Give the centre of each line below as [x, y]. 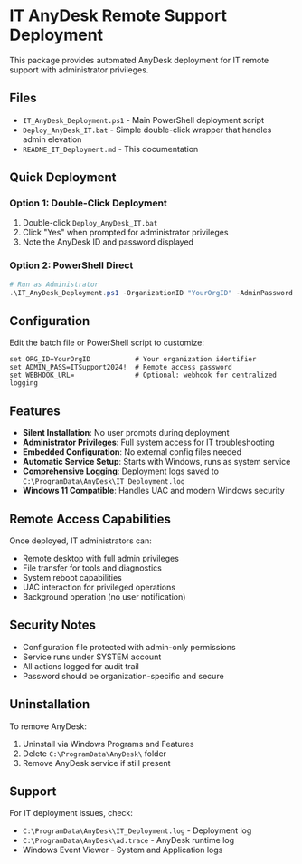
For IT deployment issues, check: [71, 813]
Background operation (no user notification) [104, 596]
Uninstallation [50, 704]
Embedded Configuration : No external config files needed [132, 452]
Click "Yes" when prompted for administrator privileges [125, 233]
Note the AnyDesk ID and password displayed [108, 242]
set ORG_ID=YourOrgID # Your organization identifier [133, 360]
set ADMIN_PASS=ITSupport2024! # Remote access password [121, 368]
